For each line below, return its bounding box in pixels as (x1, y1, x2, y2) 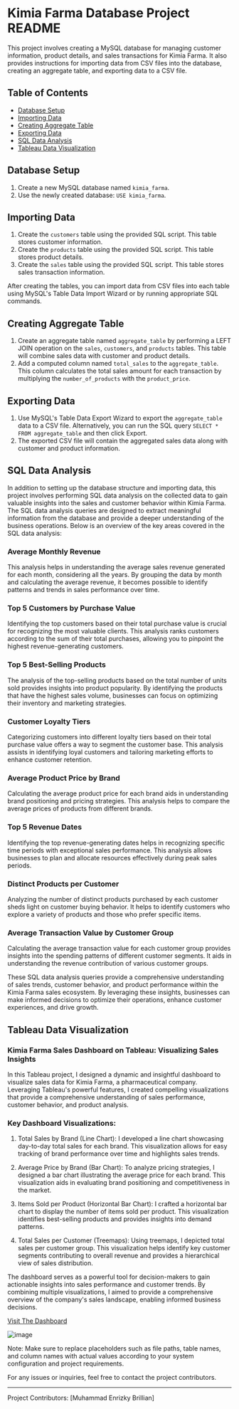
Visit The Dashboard (7, 1316, 68, 1325)
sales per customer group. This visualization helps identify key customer (17, 1244, 230, 1252)
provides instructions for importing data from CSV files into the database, (7, 58, 222, 67)
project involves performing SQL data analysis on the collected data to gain (7, 491, 228, 500)
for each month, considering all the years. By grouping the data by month (7, 571, 222, 579)
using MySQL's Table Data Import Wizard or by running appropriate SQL (7, 290, 218, 298)
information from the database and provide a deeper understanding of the (7, 514, 224, 522)
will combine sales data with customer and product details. (17, 352, 191, 360)
